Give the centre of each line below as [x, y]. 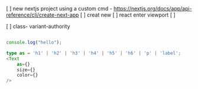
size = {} [26, 70]
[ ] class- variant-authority [38, 26]
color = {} [27, 75]
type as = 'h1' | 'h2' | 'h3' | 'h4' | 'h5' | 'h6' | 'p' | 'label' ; [94, 53]
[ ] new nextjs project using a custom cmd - [59, 9]
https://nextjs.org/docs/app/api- [152, 9]
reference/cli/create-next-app [43, 15]
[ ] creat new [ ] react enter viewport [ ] [128, 15]
